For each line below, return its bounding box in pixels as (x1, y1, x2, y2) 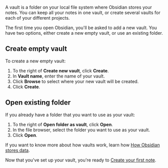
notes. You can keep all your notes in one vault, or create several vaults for (5, 10, 160, 16)
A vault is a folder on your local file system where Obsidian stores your (5, 5, 152, 10)
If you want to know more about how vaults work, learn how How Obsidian (5, 142, 160, 148)
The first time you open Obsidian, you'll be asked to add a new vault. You (5, 25, 157, 31)
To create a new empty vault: (5, 58, 66, 64)
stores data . (5, 147, 30, 153)
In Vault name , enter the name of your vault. (12, 73, 105, 79)
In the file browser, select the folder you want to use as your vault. (12, 127, 150, 133)
